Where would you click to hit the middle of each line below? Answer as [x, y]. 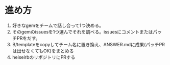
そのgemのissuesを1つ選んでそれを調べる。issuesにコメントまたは [82, 31]
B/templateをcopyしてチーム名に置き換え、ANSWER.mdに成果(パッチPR [89, 44]
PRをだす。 [28, 38]
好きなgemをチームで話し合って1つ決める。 [58, 25]
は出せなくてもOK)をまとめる [43, 51]
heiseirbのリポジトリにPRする [44, 57]
